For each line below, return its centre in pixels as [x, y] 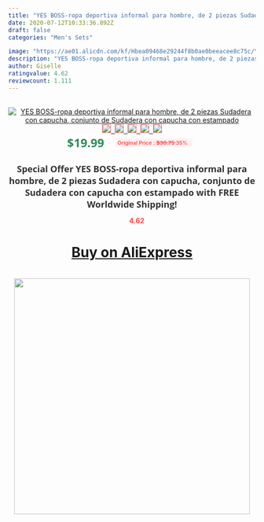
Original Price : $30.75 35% [153, 142]
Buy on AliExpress [132, 253]
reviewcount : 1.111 [40, 81]
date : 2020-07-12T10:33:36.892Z [61, 23]
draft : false [29, 30]
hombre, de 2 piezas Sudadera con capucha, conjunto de [132, 180]
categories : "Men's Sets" [50, 37]
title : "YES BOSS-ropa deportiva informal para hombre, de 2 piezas [123, 15]
